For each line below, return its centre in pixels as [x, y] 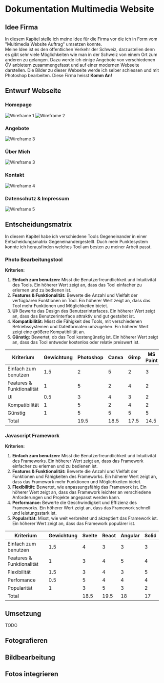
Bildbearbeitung [30, 657]
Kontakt [15, 175]
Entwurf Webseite [33, 91]
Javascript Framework [32, 435]
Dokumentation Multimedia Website [80, 9]
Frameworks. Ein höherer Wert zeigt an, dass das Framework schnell [81, 508]
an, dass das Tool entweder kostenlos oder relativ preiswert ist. [76, 342]
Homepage [18, 105]
